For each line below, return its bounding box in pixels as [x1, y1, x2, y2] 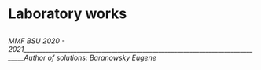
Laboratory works [8, 5, 127, 23]
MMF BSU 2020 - [8, 36, 65, 46]
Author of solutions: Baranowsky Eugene [23, 53, 157, 62]
